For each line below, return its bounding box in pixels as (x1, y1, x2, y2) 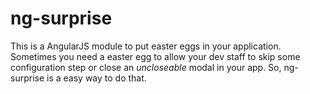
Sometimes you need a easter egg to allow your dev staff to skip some (10, 50, 301, 62)
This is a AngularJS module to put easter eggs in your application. (10, 40, 282, 52)
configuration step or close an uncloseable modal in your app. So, (10, 61, 282, 73)
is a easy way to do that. (46, 72, 147, 84)
